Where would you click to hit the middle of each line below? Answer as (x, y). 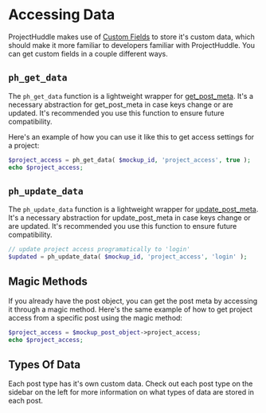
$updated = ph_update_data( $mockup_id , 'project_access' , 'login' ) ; (128, 257)
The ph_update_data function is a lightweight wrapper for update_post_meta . (133, 210)
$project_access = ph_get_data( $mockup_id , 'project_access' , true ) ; (129, 160)
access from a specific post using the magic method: (96, 317)
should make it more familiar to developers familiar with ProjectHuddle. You (131, 45)
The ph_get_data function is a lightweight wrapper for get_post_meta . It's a (131, 96)
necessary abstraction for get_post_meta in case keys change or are (121, 104)
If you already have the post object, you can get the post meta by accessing (133, 301)
